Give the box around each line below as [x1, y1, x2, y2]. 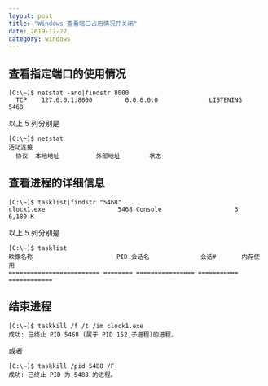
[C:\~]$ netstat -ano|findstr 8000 [8, 89, 130, 98]
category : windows [8, 34, 71, 43]
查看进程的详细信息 [8, 176, 105, 190]
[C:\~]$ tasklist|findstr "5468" [8, 198, 122, 206]
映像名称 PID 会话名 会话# [8, 252, 217, 261]
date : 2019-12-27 [8, 27, 68, 35]
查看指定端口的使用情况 [8, 67, 126, 81]
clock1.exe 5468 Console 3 [8, 205, 239, 213]
